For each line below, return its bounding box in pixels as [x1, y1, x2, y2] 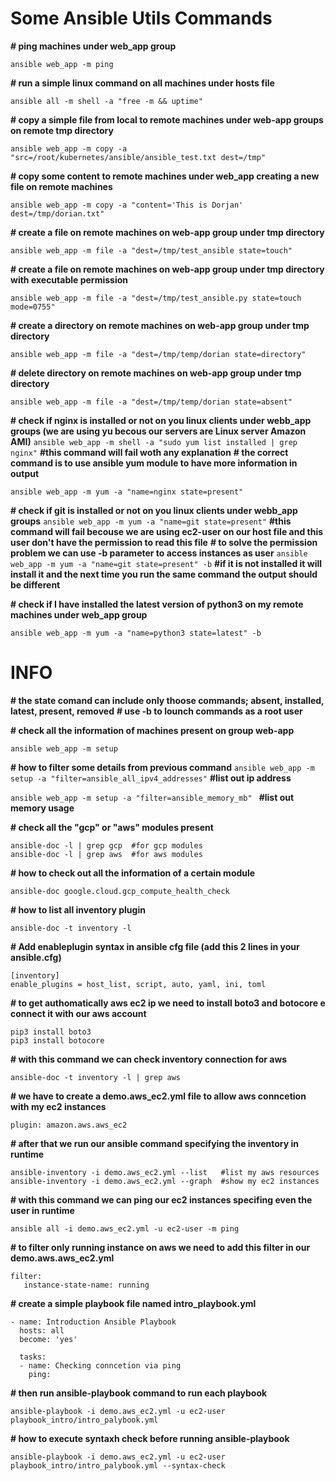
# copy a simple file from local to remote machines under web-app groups [10, 113, 324, 126]
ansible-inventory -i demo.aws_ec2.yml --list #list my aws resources [10, 1167, 320, 1177]
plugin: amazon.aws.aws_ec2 [10, 1120, 128, 1130]
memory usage [10, 802, 75, 814]
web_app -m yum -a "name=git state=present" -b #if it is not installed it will [10, 557, 323, 569]
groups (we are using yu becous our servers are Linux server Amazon [10, 425, 307, 437]
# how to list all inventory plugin [10, 903, 146, 916]
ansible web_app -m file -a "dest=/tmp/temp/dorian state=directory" [10, 349, 307, 359]
